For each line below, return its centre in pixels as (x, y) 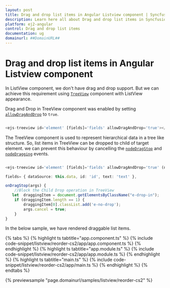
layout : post (19, 10)
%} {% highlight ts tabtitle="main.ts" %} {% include (59, 260)
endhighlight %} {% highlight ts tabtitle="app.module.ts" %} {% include (80, 249)
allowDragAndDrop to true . (32, 114)
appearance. (18, 99)
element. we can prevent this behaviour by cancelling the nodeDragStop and (83, 148)
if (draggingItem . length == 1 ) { (50, 200)
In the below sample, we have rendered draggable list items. (68, 228)
